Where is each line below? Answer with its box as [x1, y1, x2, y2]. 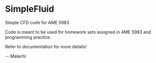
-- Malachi [5, 53, 26, 59]
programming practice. [5, 34, 51, 40]
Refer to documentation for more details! [5, 43, 87, 49]
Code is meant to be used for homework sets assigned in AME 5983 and [5, 29, 152, 35]
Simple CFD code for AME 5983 [5, 20, 69, 25]
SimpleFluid [5, 3, 55, 15]
